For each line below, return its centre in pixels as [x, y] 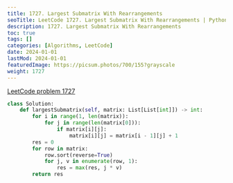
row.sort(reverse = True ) [78, 155]
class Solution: [31, 104]
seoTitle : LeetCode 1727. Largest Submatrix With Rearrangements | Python [118, 20]
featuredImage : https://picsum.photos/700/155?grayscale [91, 65]
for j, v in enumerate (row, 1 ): [91, 162]
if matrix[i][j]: [82, 129]
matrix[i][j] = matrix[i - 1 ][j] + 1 [123, 135]
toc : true [21, 33]
